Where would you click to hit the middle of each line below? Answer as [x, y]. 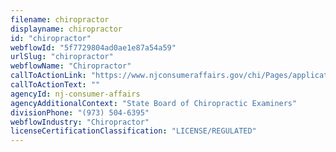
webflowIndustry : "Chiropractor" [80, 122]
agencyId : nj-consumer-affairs [75, 94]
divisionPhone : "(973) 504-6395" [80, 112]
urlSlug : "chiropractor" [62, 57]
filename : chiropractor [60, 19]
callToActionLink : [48, 76]
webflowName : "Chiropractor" [71, 66]
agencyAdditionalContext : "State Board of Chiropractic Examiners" [154, 103]
